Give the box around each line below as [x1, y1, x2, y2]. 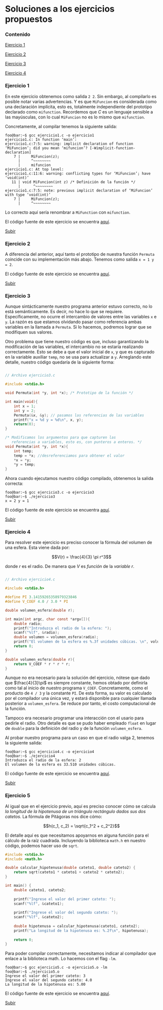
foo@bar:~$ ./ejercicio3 [5, 494, 55, 499]
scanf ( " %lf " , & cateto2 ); [14, 915, 64, 920]
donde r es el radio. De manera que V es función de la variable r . [5, 563, 135, 569]
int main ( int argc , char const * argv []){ [5, 616, 90, 622]
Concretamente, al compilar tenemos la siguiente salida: [5, 123, 117, 129]
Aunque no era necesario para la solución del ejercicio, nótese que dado [5, 675, 150, 680]
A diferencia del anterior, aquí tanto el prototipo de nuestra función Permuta [5, 251, 155, 257]
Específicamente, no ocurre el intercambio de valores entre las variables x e [5, 314, 157, 320]
